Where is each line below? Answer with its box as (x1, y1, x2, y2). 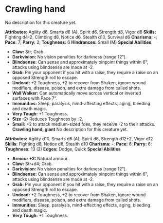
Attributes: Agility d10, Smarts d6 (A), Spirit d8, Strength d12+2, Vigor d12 (5, 135, 153, 142)
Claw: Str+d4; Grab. (12, 161, 53, 167)
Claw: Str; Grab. (12, 49, 45, 55)
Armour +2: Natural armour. (12, 155, 69, 161)
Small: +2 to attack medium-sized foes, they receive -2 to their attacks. (12, 121, 156, 127)
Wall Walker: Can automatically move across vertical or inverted (12, 90, 141, 96)
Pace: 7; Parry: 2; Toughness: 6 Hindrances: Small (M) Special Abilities (5, 39, 152, 45)
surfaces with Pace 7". (12, 95, 57, 101)
